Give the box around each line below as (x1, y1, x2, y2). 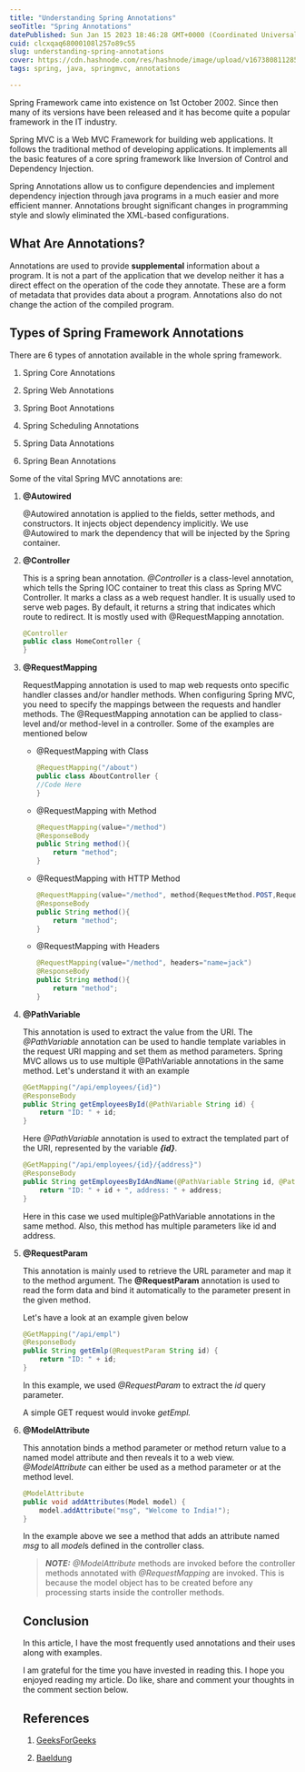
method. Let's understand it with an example (22, 1065, 190, 1076)
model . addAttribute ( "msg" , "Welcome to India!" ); (39, 1505, 231, 1515)
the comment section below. (22, 1685, 129, 1696)
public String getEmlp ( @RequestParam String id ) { (22, 1346, 219, 1356)
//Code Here (35, 780, 82, 789)
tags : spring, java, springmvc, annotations (9, 65, 181, 74)
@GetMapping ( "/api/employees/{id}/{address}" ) (22, 1160, 202, 1170)
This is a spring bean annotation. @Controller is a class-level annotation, (22, 572, 294, 583)
